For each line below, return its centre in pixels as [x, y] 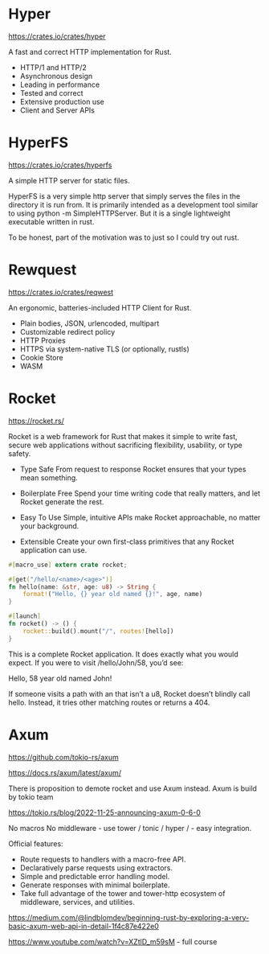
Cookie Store [42, 357]
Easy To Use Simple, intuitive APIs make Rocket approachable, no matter [140, 517]
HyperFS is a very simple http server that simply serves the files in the [124, 196]
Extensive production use [62, 101]
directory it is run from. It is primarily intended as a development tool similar [133, 204]
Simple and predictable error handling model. [95, 876]
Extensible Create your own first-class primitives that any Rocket [127, 541]
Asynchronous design [56, 76]
